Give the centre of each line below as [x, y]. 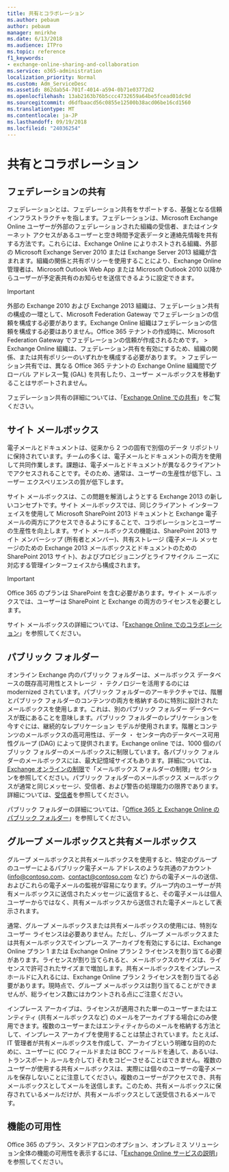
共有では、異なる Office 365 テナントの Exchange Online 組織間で [118, 366]
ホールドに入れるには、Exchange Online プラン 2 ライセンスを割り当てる [110, 977]
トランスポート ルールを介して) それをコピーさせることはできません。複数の [114, 1060]
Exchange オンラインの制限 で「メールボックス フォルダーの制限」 [100, 769]
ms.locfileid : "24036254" [44, 128]
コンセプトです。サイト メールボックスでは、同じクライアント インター [113, 505]
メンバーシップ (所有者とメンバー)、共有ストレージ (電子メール [109, 540]
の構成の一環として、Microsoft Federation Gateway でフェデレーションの [110, 314]
